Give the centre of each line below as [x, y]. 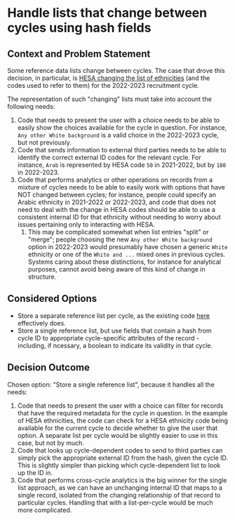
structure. [42, 276]
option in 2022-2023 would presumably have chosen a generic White [128, 247]
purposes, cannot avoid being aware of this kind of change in [116, 269]
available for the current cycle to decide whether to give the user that [117, 428]
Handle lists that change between [107, 13]
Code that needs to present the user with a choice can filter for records [120, 406]
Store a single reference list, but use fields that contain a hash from [114, 331]
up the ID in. [35, 472]
